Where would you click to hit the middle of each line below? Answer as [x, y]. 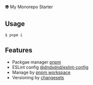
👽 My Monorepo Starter [29, 7]
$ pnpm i [14, 35]
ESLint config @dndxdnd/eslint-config [50, 67]
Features [19, 50]
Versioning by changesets [38, 77]
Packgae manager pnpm [37, 62]
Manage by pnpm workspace [41, 72]
